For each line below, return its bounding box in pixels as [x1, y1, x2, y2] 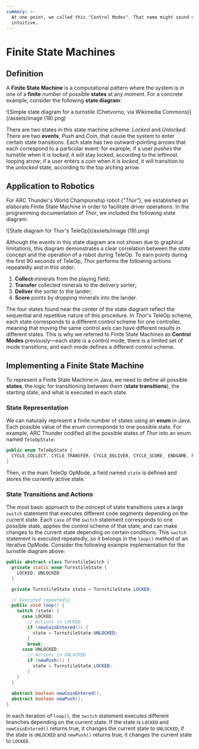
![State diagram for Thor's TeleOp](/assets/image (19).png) [6, 227, 150, 234]
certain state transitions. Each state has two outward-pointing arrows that [6, 139, 186, 146]
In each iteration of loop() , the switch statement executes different [6, 712, 169, 719]
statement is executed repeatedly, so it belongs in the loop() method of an [6, 535, 188, 542]
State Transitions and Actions [6, 490, 94, 498]
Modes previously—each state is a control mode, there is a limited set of [6, 337, 184, 344]
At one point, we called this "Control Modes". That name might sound [11, 14, 190, 20]
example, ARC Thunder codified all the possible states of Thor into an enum [6, 430, 191, 437]
